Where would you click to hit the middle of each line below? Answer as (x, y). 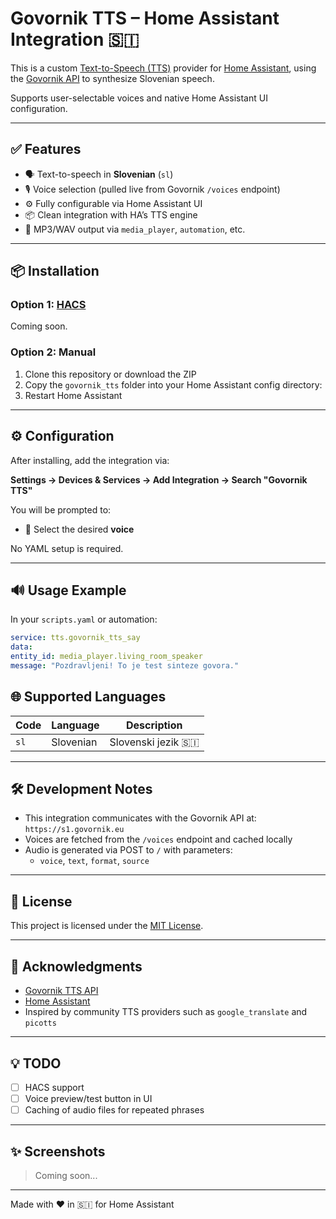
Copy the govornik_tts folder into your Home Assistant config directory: (173, 384)
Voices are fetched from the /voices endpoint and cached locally (158, 839)
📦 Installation (55, 271)
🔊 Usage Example (68, 590)
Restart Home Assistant (73, 395)
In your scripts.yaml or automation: (84, 619)
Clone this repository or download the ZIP (110, 374)
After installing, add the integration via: (90, 460)
